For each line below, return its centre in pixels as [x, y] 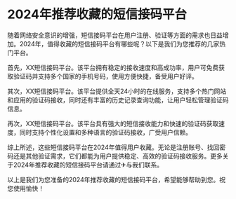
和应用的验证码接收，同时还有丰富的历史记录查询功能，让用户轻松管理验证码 [118, 99]
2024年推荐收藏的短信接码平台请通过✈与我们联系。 [88, 165]
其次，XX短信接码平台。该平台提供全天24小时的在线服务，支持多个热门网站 [117, 91]
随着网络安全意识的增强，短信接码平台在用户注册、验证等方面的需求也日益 [115, 35]
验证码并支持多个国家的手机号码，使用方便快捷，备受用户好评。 [105, 76]
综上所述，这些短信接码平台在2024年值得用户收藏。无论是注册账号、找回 [113, 147]
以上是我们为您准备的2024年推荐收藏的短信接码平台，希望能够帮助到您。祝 [117, 179]
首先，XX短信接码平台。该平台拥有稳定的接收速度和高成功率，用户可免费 [113, 67]
